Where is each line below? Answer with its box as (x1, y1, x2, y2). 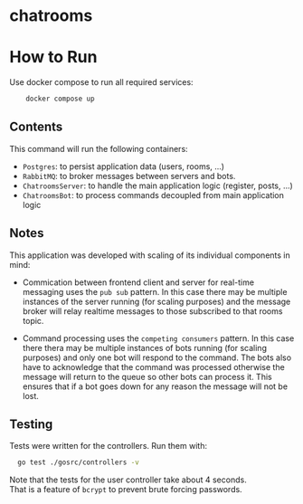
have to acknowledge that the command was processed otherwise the (22, 361, 285, 372)
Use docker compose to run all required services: (9, 77, 194, 88)
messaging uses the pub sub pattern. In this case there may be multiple (22, 286, 288, 297)
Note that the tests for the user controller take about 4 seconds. (9, 474, 247, 485)
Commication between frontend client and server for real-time (22, 277, 255, 288)
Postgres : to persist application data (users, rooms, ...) (22, 160, 224, 172)
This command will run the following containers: (9, 143, 188, 154)
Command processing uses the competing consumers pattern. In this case (22, 332, 295, 344)
